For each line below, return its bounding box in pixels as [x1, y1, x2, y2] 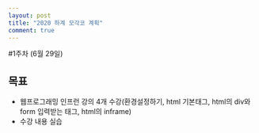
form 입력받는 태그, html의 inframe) [19, 107, 132, 116]
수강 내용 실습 [19, 116, 63, 127]
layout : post [8, 11, 51, 20]
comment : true [8, 26, 55, 34]
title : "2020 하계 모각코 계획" [8, 19, 104, 27]
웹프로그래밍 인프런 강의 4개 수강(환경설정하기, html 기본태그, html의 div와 [19, 97, 251, 107]
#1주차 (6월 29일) [8, 49, 63, 59]
